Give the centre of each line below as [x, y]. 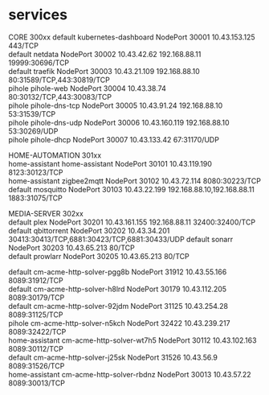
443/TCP [23, 45]
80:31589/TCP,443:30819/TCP [59, 80]
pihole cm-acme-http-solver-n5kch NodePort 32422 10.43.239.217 [119, 323]
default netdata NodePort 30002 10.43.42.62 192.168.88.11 [105, 54]
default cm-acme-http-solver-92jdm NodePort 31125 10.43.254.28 [118, 306]
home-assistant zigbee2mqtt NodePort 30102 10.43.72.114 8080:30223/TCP [134, 181]
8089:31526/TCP [37, 366]
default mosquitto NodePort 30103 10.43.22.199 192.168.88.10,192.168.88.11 [132, 189]
